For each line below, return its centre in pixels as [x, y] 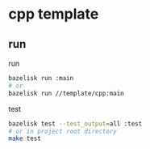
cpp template [54, 14]
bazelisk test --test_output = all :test [75, 123]
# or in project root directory [62, 131]
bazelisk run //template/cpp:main [67, 93]
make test [25, 138]
